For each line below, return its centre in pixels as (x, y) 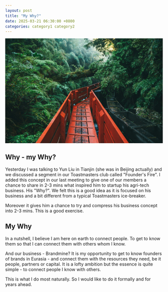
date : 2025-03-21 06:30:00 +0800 (40, 21)
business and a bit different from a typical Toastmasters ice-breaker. (76, 196)
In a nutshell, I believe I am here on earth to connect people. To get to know (83, 238)
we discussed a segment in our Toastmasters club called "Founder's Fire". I (83, 174)
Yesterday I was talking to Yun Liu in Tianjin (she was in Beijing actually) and (84, 169)
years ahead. (19, 284)
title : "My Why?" (23, 16)
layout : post (19, 10)
